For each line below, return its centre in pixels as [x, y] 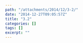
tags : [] [14, 28]
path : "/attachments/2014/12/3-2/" [42, 10]
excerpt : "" [17, 33]
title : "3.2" [19, 19]
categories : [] [21, 23]
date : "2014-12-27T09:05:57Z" [36, 14]
